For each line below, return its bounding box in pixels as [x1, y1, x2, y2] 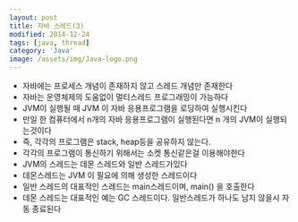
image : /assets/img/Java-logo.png [9, 55, 139, 64]
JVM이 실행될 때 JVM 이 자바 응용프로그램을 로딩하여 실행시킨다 [21, 103, 248, 113]
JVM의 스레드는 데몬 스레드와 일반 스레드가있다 [21, 158, 188, 169]
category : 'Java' [9, 47, 74, 55]
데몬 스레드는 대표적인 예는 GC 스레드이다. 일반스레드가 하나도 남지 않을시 [21, 192, 280, 202]
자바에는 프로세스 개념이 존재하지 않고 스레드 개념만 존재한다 [21, 81, 234, 90]
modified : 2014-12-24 [9, 30, 90, 38]
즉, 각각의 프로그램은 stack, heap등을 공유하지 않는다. [21, 136, 211, 147]
